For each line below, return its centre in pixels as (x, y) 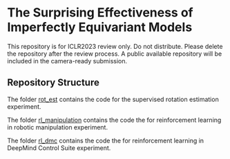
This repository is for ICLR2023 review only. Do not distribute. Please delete (115, 46)
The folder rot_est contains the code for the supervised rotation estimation (113, 99)
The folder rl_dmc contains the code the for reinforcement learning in (106, 140)
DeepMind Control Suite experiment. (59, 148)
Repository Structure (54, 83)
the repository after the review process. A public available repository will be (115, 54)
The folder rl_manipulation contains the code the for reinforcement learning (114, 120)
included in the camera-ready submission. (67, 61)
